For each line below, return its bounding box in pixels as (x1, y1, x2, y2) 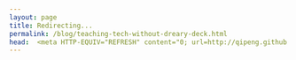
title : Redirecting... (9, 21, 93, 30)
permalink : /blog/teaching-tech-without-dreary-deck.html (9, 29, 228, 38)
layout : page (9, 12, 58, 22)
